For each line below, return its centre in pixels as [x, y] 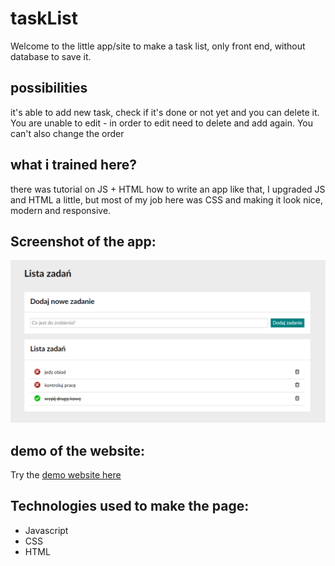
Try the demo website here [66, 475]
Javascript [46, 530]
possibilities [49, 88]
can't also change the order [67, 133]
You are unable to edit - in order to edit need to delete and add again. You [162, 123]
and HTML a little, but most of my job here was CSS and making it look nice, [167, 199]
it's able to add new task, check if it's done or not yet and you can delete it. [165, 112]
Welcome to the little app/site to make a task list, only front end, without [158, 46]
